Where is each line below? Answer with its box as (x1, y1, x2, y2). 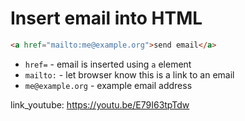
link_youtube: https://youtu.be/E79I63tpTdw (10, 98, 190, 111)
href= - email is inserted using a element (24, 58, 192, 70)
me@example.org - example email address (24, 79, 193, 91)
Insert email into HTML (10, 7, 203, 30)
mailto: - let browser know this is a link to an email (24, 68, 235, 81)
